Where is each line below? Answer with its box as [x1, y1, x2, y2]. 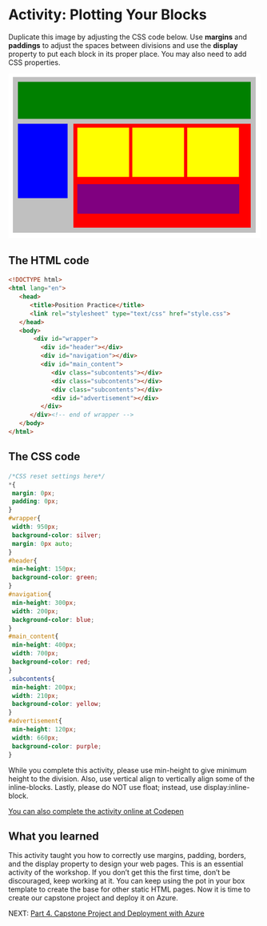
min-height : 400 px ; [11, 641, 78, 649]
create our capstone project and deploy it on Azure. [8, 893, 178, 903]
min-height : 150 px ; [11, 565, 78, 573]
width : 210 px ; [11, 691, 59, 700]
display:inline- [203, 782, 250, 792]
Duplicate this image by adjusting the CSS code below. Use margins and [8, 32, 248, 42]
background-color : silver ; [11, 531, 102, 539]
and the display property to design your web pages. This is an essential [8, 859, 244, 869]
